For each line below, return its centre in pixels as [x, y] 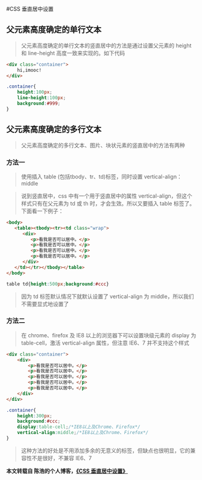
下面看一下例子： [42, 211]
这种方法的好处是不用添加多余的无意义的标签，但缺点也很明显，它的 [106, 450]
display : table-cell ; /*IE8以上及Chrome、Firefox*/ [79, 427]
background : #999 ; [39, 104]
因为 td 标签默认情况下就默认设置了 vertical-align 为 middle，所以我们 [107, 296]
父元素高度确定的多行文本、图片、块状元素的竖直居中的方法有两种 [103, 145]
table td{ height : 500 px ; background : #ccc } [58, 284]
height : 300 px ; [35, 416]
